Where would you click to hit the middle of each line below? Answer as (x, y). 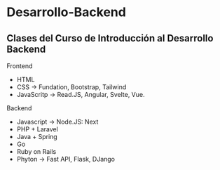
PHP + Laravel (37, 129)
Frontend (20, 66)
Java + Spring (37, 137)
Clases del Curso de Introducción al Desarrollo (110, 38)
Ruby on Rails (36, 151)
